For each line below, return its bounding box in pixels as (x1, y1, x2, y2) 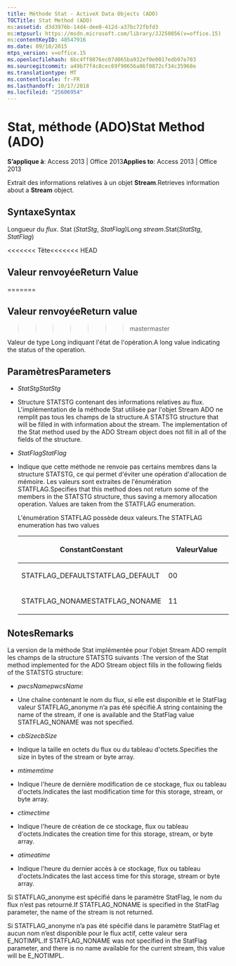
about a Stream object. (7, 186, 74, 194)
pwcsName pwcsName (17, 682, 84, 690)
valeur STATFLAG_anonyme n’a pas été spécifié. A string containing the (17, 703, 223, 711)
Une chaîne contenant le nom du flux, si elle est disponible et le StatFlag (17, 696, 227, 704)
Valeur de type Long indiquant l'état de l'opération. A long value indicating (7, 338, 220, 346)
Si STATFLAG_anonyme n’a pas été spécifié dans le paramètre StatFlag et (7, 922, 220, 930)
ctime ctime (17, 808, 51, 817)
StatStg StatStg (17, 384, 61, 393)
